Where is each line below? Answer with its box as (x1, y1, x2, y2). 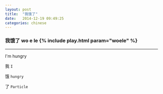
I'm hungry (5, 53, 27, 59)
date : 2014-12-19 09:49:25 (5, 16, 64, 21)
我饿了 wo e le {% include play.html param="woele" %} (5, 37, 138, 44)
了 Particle (5, 83, 28, 89)
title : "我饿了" (5, 12, 38, 16)
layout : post (5, 7, 32, 12)
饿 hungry (5, 73, 24, 79)
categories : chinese (5, 20, 47, 26)
